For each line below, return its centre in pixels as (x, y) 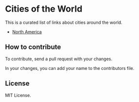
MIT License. (18, 95)
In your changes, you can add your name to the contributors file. (70, 68)
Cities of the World (44, 9)
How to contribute (33, 47)
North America (27, 32)
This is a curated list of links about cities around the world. (64, 22)
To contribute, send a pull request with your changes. (59, 59)
